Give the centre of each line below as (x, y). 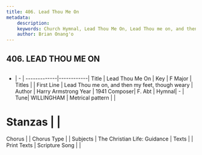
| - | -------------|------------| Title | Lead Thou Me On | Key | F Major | (103, 78)
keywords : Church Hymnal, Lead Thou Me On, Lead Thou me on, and (101, 29)
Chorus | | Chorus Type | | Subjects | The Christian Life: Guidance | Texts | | (100, 139)
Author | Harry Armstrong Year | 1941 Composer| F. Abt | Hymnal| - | (99, 91)
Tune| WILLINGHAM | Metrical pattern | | (65, 98)
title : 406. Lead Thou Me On (43, 12)
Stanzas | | (34, 122)
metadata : (19, 17)
